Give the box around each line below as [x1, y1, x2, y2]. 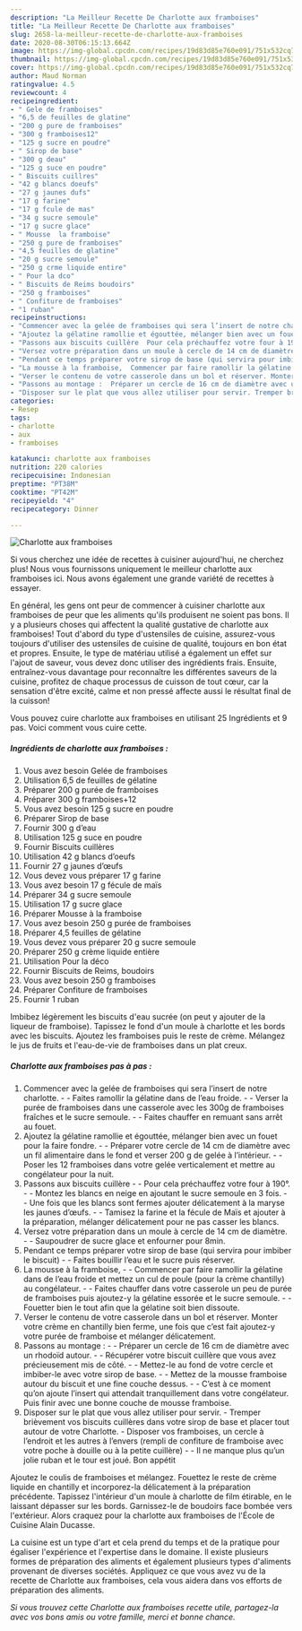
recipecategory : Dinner [10, 504, 99, 514]
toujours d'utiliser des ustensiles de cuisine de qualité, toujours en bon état [10, 638, 288, 649]
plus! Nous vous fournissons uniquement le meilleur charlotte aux [10, 564, 253, 575]
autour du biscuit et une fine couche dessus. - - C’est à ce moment [22, 1378, 272, 1390]
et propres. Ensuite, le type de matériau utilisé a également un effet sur [10, 647, 272, 659]
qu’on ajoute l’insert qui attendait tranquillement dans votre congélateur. [22, 1388, 289, 1399]
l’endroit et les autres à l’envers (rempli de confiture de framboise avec [22, 1436, 284, 1446]
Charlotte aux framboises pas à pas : [10, 1060, 152, 1071]
